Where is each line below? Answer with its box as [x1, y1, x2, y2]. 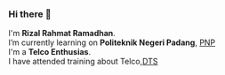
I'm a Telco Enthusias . [8, 47, 91, 57]
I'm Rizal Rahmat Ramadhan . [8, 28, 117, 39]
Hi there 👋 [8, 8, 52, 20]
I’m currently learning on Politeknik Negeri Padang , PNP [8, 37, 216, 48]
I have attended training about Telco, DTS [8, 56, 158, 67]
